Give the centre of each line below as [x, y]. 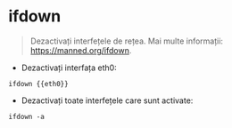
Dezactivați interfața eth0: [69, 68]
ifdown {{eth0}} [38, 84]
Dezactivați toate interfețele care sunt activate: [107, 100]
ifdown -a [27, 116]
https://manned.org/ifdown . [81, 50]
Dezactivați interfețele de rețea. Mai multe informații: [127, 41]
